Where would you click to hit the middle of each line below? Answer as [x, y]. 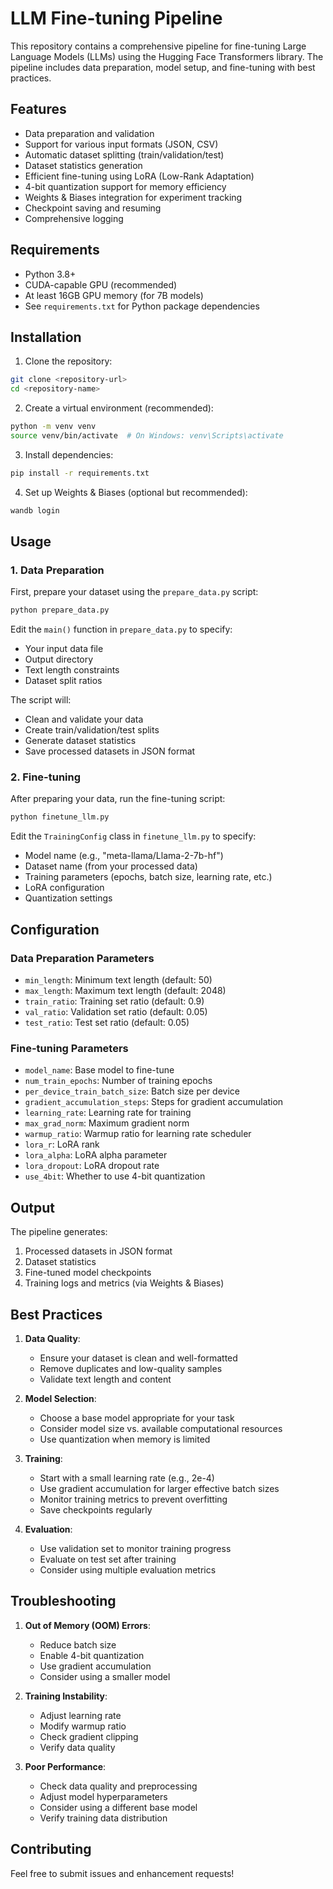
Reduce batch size [78, 1644]
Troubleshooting [63, 1601]
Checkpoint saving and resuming [93, 208]
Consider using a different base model [118, 1807]
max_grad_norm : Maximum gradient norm [107, 1123]
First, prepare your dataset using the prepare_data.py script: [134, 592]
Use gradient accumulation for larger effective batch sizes [159, 1488]
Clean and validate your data [84, 719]
